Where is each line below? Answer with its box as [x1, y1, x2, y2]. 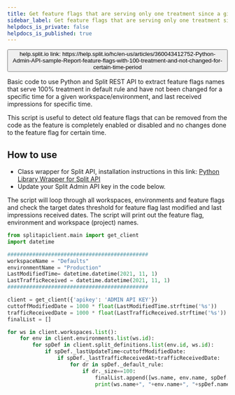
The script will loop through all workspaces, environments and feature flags [7, 196, 225, 204]
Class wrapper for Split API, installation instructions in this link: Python [17, 168, 220, 176]
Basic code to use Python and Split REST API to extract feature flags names [7, 78, 225, 86]
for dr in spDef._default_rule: [69, 361, 164, 368]
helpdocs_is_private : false [7, 23, 90, 30]
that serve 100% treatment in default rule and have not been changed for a [7, 85, 222, 93]
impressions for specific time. [7, 100, 93, 109]
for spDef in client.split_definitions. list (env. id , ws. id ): [32, 342, 215, 349]
